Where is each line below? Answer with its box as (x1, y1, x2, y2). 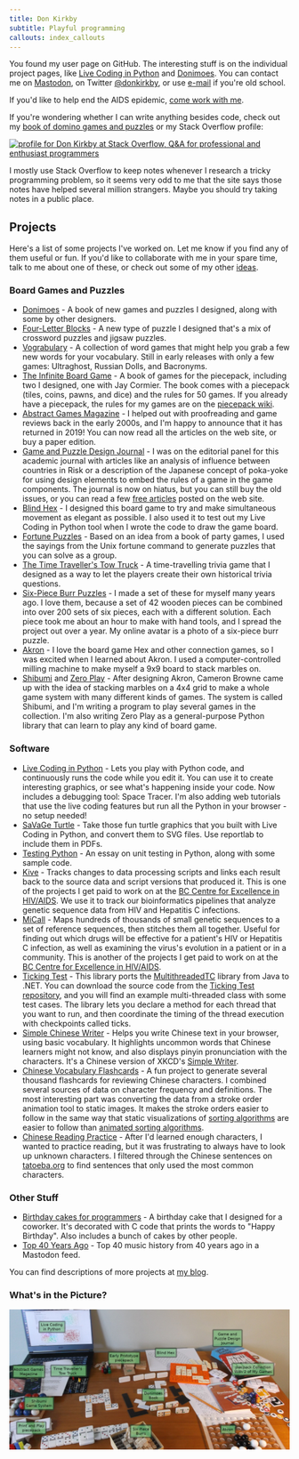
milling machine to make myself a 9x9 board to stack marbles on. (21, 664, 262, 674)
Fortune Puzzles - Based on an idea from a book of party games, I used (21, 531, 285, 542)
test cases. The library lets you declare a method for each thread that (21, 999, 277, 1010)
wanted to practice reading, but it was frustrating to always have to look (21, 1141, 287, 1151)
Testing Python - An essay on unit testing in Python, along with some (21, 848, 276, 858)
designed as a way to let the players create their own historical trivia (21, 569, 273, 580)
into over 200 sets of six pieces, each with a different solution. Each (21, 607, 271, 617)
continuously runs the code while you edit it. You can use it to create (21, 772, 274, 783)
